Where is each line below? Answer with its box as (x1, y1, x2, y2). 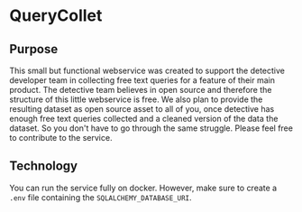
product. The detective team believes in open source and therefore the (9, 85, 272, 95)
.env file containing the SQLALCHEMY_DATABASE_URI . (9, 191, 192, 203)
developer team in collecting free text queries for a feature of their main (9, 75, 275, 86)
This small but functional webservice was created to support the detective (9, 65, 286, 76)
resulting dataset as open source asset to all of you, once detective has (9, 104, 275, 114)
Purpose (9, 41, 59, 57)
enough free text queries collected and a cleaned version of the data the (9, 114, 279, 124)
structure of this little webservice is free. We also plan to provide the (9, 94, 263, 105)
